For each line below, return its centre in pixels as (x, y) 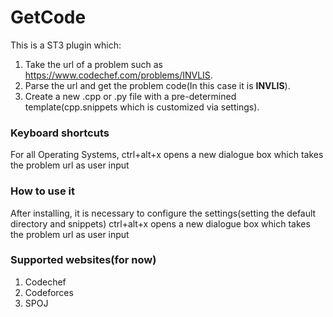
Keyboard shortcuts (60, 133)
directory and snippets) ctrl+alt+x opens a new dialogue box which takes (160, 223)
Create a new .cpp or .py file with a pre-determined (130, 96)
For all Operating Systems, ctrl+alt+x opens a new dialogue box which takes (167, 155)
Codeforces (49, 292)
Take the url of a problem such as (93, 64)
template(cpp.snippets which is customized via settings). (142, 107)
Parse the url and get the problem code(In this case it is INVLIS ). (157, 85)
